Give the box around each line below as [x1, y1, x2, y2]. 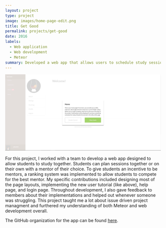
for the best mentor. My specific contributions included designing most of [5, 177, 155, 183]
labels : [5, 39, 21, 44]
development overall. [5, 208, 48, 214]
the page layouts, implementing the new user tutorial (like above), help [5, 182, 148, 188]
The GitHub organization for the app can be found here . [5, 218, 119, 224]
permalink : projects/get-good [5, 29, 68, 34]
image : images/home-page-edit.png [5, 18, 77, 23]
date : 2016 [5, 34, 28, 39]
